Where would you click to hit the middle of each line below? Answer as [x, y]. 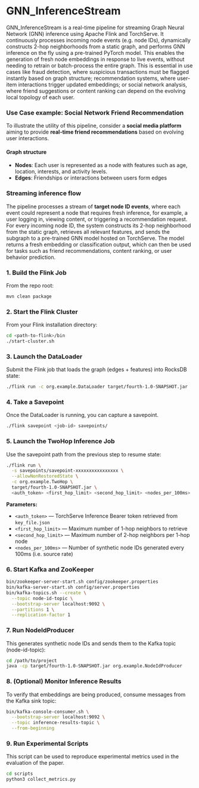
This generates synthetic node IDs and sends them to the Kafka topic [91, 643]
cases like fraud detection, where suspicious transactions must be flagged [98, 72]
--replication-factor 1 [41, 615]
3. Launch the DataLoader [44, 356]
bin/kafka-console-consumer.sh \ [48, 712]
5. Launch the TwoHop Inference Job [60, 441]
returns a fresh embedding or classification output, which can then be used [99, 244]
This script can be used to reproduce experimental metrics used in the [93, 756]
